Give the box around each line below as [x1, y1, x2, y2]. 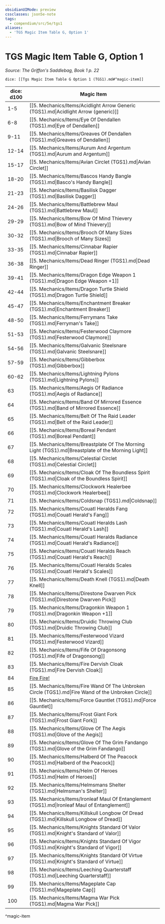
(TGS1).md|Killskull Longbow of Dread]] [29, 815, 123, 822]
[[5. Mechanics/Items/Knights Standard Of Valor [29, 823, 141, 830]
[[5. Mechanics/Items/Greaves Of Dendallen [29, 130, 132, 137]
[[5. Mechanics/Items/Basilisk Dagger [29, 187, 117, 193]
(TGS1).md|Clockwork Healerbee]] [29, 489, 111, 496]
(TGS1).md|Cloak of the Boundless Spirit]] [29, 475, 128, 482]
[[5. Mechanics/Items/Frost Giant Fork [29, 710, 118, 717]
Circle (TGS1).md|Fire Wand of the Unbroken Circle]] [29, 688, 152, 695]
